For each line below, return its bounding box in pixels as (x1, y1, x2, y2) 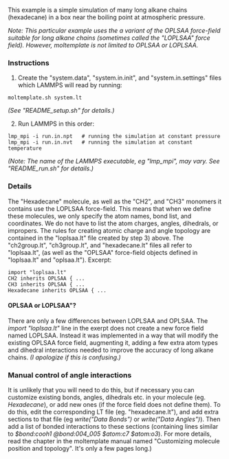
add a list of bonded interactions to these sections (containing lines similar (8, 423, 219, 431)
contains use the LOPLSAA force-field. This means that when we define (8, 204, 212, 212)
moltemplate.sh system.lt (8, 94, 82, 102)
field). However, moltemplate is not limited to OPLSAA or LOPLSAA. (8, 41, 199, 49)
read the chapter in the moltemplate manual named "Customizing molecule (8, 437, 221, 445)
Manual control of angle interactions (8, 370, 132, 380)
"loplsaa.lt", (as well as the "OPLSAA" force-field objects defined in (8, 248, 198, 256)
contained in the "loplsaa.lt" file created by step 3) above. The (8, 234, 184, 242)
